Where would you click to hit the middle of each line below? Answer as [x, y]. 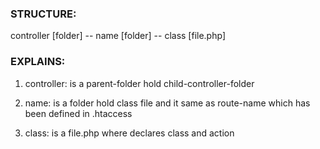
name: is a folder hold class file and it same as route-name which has [167, 103]
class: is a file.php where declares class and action [129, 133]
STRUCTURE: [43, 14]
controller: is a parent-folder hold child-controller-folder [139, 83]
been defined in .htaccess [78, 113]
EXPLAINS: [38, 62]
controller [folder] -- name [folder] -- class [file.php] [118, 36]
